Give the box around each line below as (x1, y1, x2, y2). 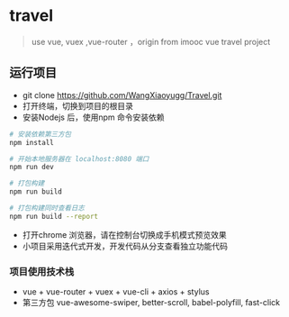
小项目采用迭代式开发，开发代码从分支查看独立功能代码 (22, 240, 228, 251)
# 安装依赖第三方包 (9, 130, 72, 139)
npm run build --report (9, 212, 99, 221)
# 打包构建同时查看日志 (9, 204, 86, 213)
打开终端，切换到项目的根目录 (22, 100, 133, 111)
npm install (9, 138, 54, 147)
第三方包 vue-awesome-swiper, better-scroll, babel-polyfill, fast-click (22, 297, 281, 308)
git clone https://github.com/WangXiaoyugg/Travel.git (22, 89, 222, 100)
